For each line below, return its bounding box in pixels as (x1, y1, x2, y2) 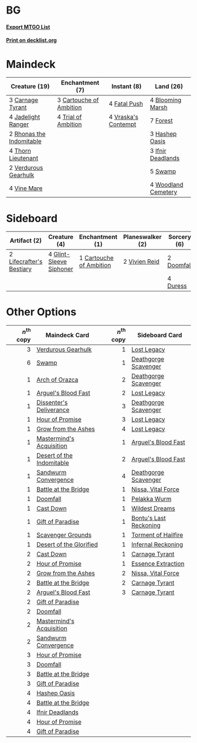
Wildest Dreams (131, 504, 175, 512)
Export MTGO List (6, 23, 50, 30)
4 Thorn (9, 147, 31, 155)
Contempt (108, 120, 137, 128)
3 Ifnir (150, 147, 167, 155)
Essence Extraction (131, 559, 185, 568)
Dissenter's (36, 398, 68, 406)
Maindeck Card (45, 331, 90, 339)
